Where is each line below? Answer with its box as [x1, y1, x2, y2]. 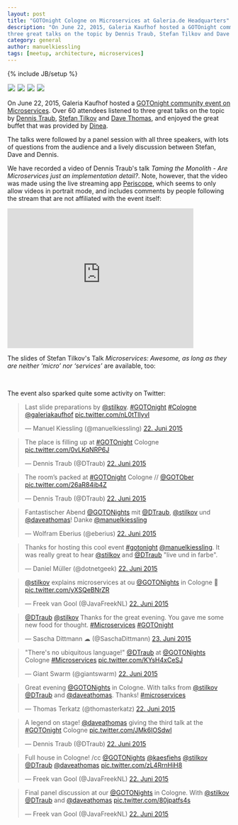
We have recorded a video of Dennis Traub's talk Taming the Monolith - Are [7, 164, 228, 173]
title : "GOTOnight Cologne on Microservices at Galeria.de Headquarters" [7, 17, 230, 24]
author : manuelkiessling [7, 43, 81, 50]
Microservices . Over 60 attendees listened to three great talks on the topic [7, 106, 225, 114]
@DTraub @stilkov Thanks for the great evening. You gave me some [24, 613, 225, 621]
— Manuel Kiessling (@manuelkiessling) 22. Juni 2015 [24, 424, 183, 432]
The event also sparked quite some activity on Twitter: [7, 388, 166, 398]
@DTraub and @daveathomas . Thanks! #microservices [24, 690, 186, 699]
